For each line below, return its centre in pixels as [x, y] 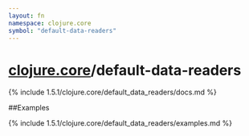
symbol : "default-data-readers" [62, 30]
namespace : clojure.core [50, 23]
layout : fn [27, 16]
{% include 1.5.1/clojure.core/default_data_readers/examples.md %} [120, 123]
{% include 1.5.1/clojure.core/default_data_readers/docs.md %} [112, 92]
